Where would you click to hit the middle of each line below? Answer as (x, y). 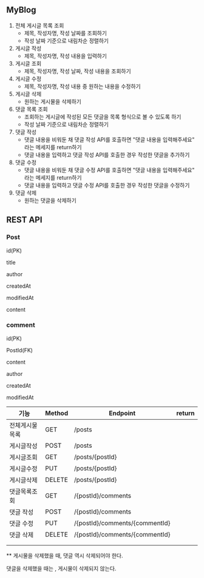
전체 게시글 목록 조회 (39, 25)
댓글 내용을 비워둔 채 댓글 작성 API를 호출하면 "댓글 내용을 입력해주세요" (109, 139)
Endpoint (122, 413)
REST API (24, 220)
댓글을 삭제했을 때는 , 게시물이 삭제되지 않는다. (61, 568)
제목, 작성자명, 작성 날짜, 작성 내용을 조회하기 (78, 71)
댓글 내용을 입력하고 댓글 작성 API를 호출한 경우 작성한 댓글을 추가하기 (107, 155)
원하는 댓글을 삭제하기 (50, 200)
